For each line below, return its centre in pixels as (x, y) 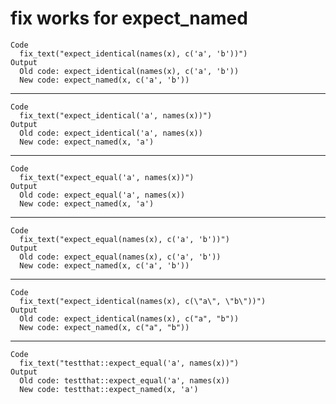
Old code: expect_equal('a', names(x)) (102, 195)
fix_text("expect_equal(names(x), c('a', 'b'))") (124, 239)
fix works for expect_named (129, 18)
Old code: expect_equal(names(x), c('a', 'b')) (120, 257)
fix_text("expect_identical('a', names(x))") (116, 115)
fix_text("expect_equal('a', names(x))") (107, 177)
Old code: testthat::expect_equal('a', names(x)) (124, 380)
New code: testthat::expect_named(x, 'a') (109, 389)
